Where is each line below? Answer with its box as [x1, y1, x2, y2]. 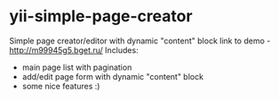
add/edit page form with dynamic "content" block [21, 71, 204, 81]
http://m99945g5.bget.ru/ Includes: [9, 44, 139, 55]
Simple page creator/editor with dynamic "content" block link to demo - [9, 35, 271, 46]
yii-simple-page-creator [9, 6, 193, 27]
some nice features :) [21, 80, 100, 91]
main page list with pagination [21, 62, 132, 72]
